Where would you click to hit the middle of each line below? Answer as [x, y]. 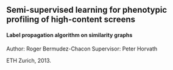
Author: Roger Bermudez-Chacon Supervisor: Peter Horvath [82, 49]
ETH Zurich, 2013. [29, 60]
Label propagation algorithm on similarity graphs [69, 35]
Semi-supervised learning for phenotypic [87, 10]
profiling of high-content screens [71, 20]
